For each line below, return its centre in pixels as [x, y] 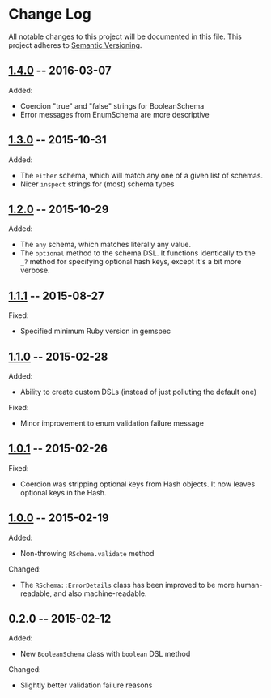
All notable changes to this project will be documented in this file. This [125, 36]
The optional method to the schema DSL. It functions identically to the [138, 253]
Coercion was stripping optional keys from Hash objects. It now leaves [138, 484]
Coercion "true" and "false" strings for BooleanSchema [112, 105]
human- [249, 585]
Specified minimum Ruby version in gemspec [95, 331]
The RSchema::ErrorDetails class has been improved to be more [127, 585]
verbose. [35, 270]
